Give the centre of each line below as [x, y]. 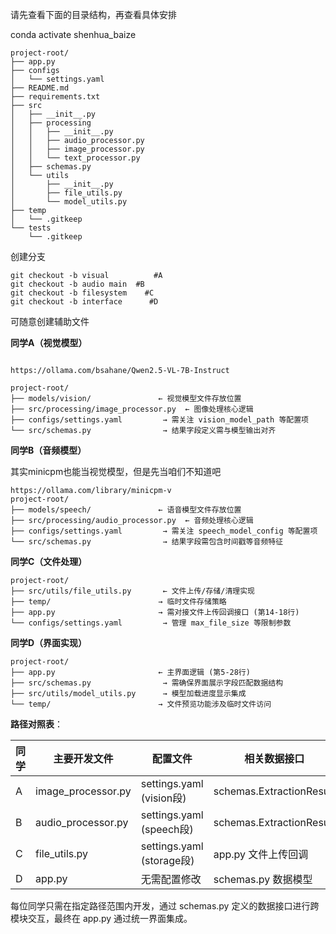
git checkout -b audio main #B [77, 284]
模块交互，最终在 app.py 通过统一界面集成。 [101, 918]
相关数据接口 [274, 758]
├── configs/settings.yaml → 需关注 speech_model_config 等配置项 [164, 531]
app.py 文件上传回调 [261, 854]
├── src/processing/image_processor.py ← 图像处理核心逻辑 [132, 409]
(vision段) [163, 798]
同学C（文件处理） [49, 561]
